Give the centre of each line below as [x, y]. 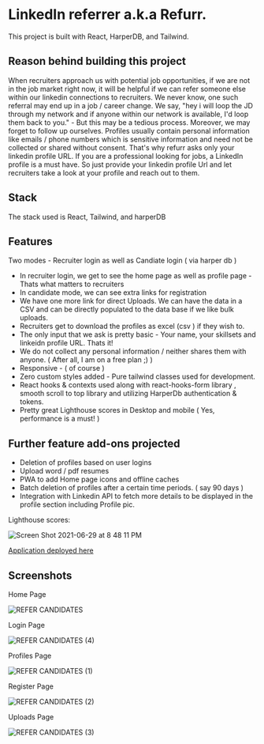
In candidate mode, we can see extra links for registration [113, 293]
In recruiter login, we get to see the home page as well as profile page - [136, 276]
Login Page [27, 625]
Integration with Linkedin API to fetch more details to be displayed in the [136, 497]
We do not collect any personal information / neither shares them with [133, 351]
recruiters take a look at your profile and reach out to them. [104, 172]
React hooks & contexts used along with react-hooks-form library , [128, 385]
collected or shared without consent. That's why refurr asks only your [121, 147]
